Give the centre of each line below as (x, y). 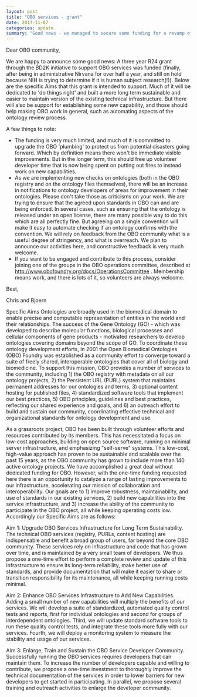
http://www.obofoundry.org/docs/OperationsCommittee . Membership (99, 271)
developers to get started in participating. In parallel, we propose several (94, 682)
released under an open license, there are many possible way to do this (101, 216)
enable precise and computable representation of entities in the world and (96, 318)
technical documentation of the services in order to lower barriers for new (95, 675)
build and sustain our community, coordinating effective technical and (90, 412)
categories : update (30, 28)
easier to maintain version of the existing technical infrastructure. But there (96, 99)
